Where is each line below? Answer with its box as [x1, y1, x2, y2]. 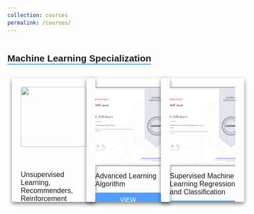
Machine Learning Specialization [7, 53, 152, 63]
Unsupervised [21, 171, 65, 179]
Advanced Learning [95, 172, 157, 181]
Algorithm [95, 180, 126, 188]
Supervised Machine [170, 172, 234, 181]
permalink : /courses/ [7, 19, 72, 26]
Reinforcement [21, 195, 67, 203]
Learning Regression [170, 180, 236, 188]
